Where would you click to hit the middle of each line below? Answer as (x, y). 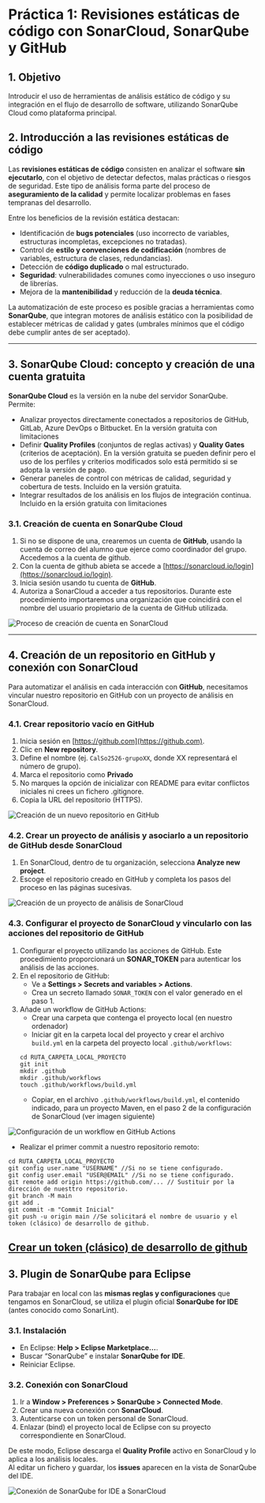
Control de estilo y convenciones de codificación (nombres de (123, 249)
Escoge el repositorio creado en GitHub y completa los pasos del (125, 879)
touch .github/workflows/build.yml (78, 1085)
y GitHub (37, 48)
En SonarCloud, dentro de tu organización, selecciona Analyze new (130, 862)
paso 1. (43, 1000)
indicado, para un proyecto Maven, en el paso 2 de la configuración (141, 1108)
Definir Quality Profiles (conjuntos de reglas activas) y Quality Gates (132, 444)
